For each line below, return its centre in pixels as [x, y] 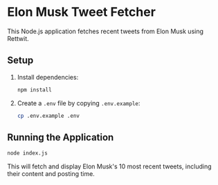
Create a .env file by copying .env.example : [79, 103]
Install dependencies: [48, 77]
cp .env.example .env [48, 116]
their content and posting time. [51, 174]
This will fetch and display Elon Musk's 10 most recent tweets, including [109, 166]
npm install [34, 90]
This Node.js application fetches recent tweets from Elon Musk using [106, 31]
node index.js [28, 153]
